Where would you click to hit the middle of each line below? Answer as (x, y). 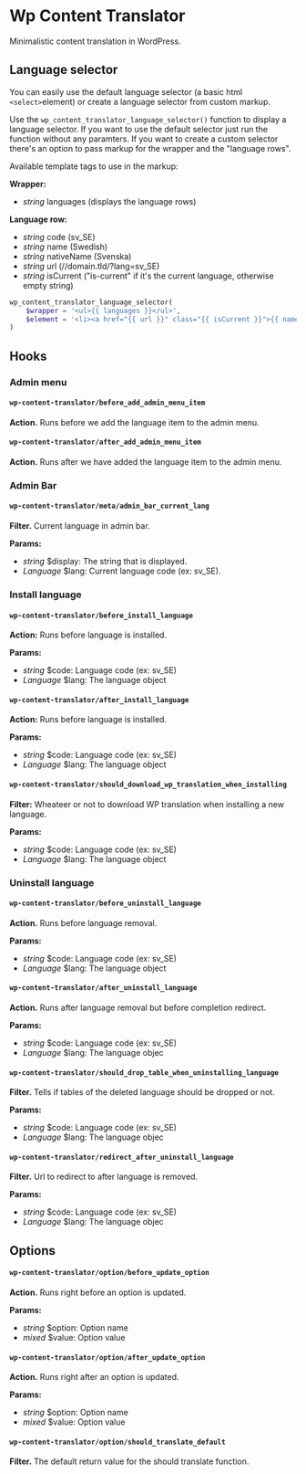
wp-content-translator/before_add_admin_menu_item (107, 403)
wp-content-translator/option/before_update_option (109, 1273)
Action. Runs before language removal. (83, 922)
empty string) (48, 285)
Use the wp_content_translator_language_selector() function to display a (148, 119)
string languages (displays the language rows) (109, 201)
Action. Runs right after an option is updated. (94, 1377)
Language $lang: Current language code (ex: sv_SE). (122, 571)
